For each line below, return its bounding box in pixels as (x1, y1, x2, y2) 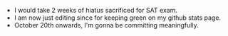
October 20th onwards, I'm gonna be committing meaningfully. (14, 21, 199, 29)
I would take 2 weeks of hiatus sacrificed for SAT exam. (14, 6, 178, 14)
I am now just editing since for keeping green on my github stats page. (14, 13, 222, 22)
